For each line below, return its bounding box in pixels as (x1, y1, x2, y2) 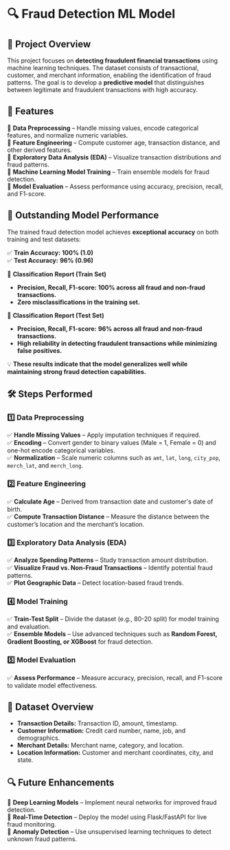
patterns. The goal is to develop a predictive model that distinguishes (7, 78, 205, 87)
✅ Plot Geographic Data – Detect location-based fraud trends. (7, 578, 184, 587)
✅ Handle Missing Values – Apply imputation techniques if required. (7, 431, 201, 439)
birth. (7, 505, 23, 513)
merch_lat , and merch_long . (7, 461, 84, 470)
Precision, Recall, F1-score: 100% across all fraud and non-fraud (16, 283, 206, 292)
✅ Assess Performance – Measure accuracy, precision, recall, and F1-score (7, 673, 223, 682)
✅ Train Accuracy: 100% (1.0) (7, 248, 94, 257)
